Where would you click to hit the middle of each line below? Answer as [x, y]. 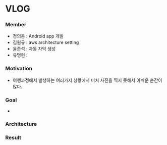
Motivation [19, 69]
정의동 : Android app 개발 [38, 36]
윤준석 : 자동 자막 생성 [34, 49]
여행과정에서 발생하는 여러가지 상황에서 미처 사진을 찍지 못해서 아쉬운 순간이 [87, 80]
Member [16, 25]
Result [13, 137]
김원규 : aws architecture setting [46, 42]
